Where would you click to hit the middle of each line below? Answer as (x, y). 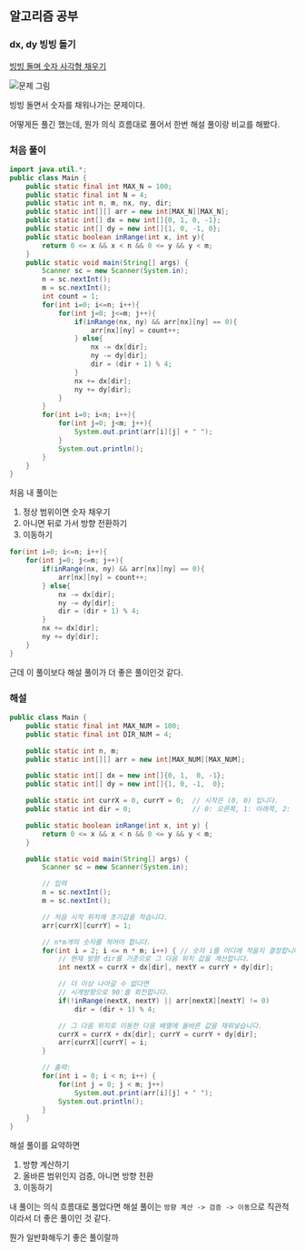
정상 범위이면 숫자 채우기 (66, 512)
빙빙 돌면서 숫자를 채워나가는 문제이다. (77, 105)
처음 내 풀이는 (34, 493)
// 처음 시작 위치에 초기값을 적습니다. (105, 917)
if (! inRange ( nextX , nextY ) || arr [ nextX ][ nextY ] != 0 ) (164, 1001)
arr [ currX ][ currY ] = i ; (103, 1042)
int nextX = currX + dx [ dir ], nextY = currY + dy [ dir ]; (166, 968)
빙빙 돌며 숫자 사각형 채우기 (58, 66)
